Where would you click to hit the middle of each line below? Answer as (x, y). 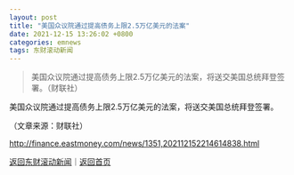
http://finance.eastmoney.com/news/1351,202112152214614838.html (135, 144)
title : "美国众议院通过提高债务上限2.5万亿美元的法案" (99, 26)
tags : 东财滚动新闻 (41, 51)
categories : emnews (45, 42)
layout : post (33, 17)
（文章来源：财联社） (48, 126)
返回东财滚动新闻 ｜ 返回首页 (60, 162)
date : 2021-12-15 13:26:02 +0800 (71, 34)
